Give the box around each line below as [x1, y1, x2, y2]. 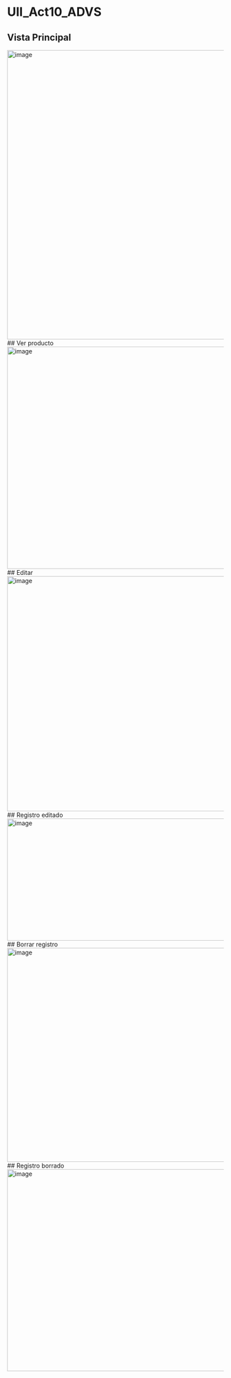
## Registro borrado [7, 1161, 65, 1170]
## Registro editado [7, 811, 63, 819]
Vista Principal [7, 32, 71, 43]
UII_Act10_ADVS [7, 4, 102, 20]
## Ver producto [7, 339, 54, 347]
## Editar [7, 569, 33, 576]
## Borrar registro [7, 940, 58, 948]
